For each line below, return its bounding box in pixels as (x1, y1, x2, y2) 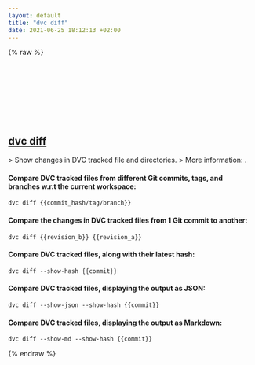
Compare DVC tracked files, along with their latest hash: (8, 249, 195, 260)
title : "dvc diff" (8, 19, 68, 27)
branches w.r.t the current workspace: (8, 182, 137, 191)
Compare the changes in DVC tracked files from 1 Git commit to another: (8, 216, 248, 225)
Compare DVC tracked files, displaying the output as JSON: (8, 284, 206, 293)
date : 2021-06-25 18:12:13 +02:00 (8, 26, 122, 34)
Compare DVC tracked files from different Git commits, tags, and (8, 173, 224, 182)
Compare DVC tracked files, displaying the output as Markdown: (8, 318, 222, 327)
